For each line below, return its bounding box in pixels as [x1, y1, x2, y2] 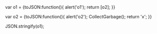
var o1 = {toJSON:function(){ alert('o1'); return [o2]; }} [5, 4, 115, 10]
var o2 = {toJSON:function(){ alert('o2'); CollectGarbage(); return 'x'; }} [5, 14, 152, 19]
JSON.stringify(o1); [5, 23, 44, 29]
